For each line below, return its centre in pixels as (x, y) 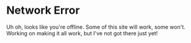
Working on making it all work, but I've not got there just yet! (82, 33)
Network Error (43, 10)
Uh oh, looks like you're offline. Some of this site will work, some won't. (96, 27)
